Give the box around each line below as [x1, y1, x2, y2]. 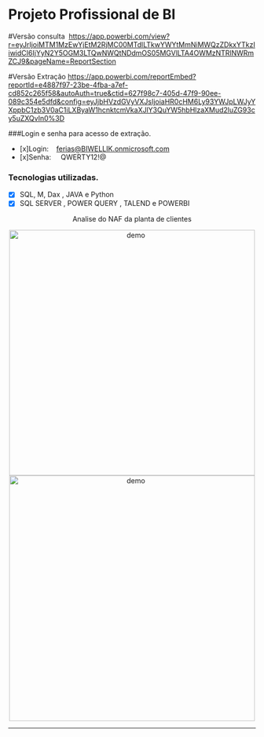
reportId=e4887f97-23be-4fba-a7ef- [8, 80, 128, 90]
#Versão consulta [8, 31, 65, 41]
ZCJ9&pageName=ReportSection [8, 57, 116, 66]
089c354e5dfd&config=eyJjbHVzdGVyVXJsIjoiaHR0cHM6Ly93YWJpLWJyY [8, 97, 256, 106]
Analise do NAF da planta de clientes [71, 214, 192, 224]
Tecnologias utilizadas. [8, 171, 99, 182]
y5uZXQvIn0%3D [8, 113, 65, 123]
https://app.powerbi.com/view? [68, 31, 170, 41]
